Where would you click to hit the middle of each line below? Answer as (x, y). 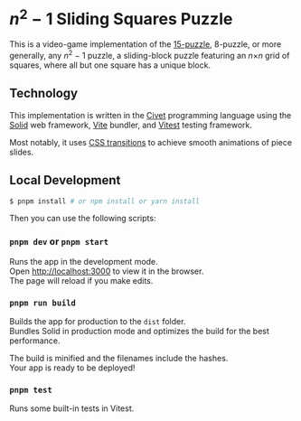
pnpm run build (43, 303)
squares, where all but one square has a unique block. (110, 65)
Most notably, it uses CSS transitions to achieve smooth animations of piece (150, 142)
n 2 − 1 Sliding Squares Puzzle (121, 18)
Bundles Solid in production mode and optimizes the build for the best (139, 332)
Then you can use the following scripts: (83, 219)
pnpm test (31, 390)
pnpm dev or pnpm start (59, 242)
